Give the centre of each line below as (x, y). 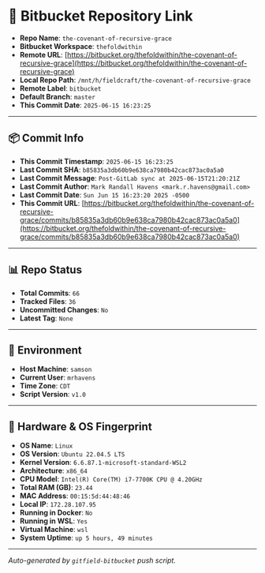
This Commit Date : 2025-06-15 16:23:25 (85, 105)
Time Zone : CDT (45, 386)
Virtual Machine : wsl (54, 530)
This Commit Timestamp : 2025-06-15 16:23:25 (96, 161)
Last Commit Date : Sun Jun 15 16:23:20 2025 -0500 (105, 195)
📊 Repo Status (45, 270)
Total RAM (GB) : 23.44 (56, 488)
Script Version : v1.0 (53, 395)
